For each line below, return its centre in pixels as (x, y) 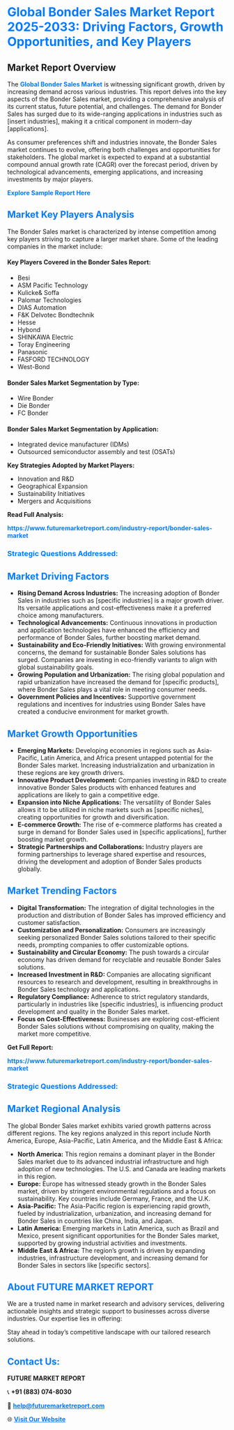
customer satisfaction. (49, 922)
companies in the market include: (55, 246)
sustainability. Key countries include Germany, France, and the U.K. (114, 1198)
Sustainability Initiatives (51, 494)
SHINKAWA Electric (45, 337)
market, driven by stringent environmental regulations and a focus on (116, 1191)
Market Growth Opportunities (72, 733)
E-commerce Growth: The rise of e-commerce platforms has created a (120, 825)
